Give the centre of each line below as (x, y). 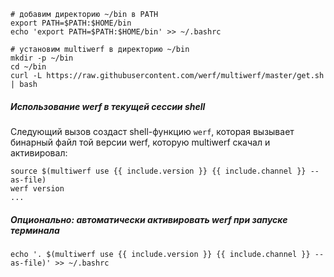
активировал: (39, 152)
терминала (35, 230)
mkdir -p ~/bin (42, 58)
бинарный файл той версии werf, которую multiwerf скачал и (140, 142)
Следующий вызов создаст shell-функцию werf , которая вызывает (152, 131)
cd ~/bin (28, 67)
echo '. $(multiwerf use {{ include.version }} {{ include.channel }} (160, 254)
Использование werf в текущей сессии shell (108, 106)
